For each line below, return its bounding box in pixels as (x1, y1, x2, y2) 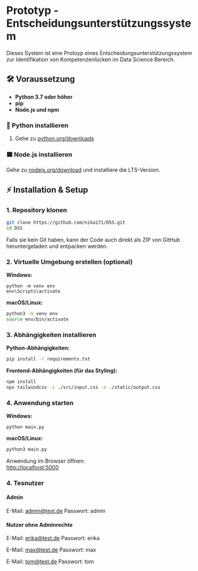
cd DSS (6, 225, 23, 231)
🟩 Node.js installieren (6, 150, 72, 158)
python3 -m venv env (6, 311, 59, 317)
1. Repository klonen (6, 206, 68, 214)
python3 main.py (6, 446, 47, 452)
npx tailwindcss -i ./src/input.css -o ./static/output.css (6, 384, 161, 390)
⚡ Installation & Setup (6, 184, 89, 195)
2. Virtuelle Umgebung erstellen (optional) (6, 258, 133, 266)
